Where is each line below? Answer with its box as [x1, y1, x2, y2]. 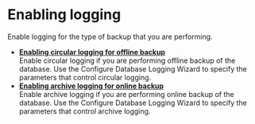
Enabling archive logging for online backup [18, 81, 164, 91]
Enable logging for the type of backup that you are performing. [7, 32, 213, 41]
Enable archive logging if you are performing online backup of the [18, 89, 235, 99]
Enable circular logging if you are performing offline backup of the [18, 56, 236, 65]
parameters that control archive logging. [18, 106, 151, 116]
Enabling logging [7, 6, 122, 24]
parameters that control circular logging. [18, 72, 152, 82]
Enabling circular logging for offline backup [18, 47, 166, 56]
